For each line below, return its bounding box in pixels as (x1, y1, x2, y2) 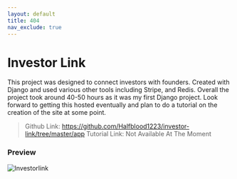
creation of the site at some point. (7, 108, 107, 117)
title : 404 (7, 17, 40, 24)
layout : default (7, 10, 56, 18)
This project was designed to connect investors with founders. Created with (7, 78, 230, 86)
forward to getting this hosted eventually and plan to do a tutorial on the (7, 101, 218, 109)
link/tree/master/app (24, 130, 85, 138)
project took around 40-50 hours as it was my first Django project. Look (7, 93, 218, 102)
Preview (7, 148, 36, 158)
